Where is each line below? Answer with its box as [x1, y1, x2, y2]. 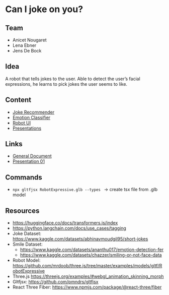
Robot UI [12, 120, 31, 126]
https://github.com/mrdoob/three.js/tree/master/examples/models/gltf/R [12, 263, 162, 269]
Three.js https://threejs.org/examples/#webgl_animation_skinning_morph [12, 273, 164, 279]
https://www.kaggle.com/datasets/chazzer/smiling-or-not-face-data [20, 252, 162, 258]
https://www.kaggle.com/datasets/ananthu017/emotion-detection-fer [20, 247, 164, 253]
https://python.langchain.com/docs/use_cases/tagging [12, 225, 127, 231]
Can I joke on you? [5, 4, 83, 15]
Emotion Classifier [12, 114, 51, 121]
